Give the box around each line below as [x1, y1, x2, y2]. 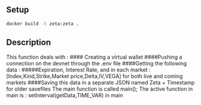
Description [6, 37, 51, 47]
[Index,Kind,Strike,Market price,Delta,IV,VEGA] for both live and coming [6, 72, 183, 80]
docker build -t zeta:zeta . [6, 20, 79, 26]
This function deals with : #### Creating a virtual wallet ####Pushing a [6, 53, 182, 61]
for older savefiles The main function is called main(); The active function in [6, 85, 193, 92]
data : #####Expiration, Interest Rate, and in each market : [6, 66, 151, 73]
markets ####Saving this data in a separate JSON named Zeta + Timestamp [6, 79, 195, 86]
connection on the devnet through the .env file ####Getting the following [6, 59, 187, 67]
